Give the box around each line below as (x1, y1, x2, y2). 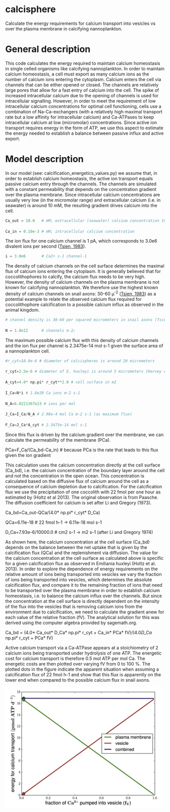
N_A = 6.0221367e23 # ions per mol (5, 401, 76, 406)
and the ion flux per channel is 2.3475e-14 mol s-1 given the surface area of (5, 342, 163, 349)
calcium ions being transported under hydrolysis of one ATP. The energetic (5, 650, 162, 656)
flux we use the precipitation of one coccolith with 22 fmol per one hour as (5, 489, 161, 495)
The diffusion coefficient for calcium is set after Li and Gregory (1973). (5, 499, 152, 506)
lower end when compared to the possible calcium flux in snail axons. (5, 677, 150, 683)
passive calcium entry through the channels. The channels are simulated (5, 181, 157, 187)
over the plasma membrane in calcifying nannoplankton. (5, 25, 122, 31)
